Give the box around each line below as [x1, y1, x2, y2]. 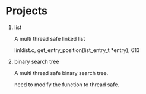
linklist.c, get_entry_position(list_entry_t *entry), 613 [14, 46, 140, 54]
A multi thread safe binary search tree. [14, 69, 109, 76]
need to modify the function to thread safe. [14, 81, 120, 88]
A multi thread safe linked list [14, 35, 85, 42]
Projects [5, 4, 48, 18]
